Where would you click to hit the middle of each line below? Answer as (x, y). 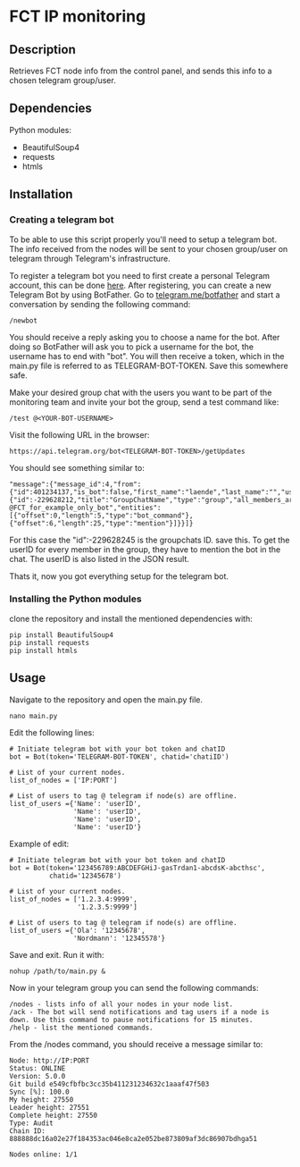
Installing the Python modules (75, 599)
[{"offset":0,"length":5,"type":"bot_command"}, (101, 516)
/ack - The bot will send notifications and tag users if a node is (139, 1012)
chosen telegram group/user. (62, 80)
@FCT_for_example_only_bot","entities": (86, 508)
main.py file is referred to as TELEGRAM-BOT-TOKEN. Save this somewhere (149, 365)
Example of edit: (39, 844)
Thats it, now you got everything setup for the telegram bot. (119, 576)
